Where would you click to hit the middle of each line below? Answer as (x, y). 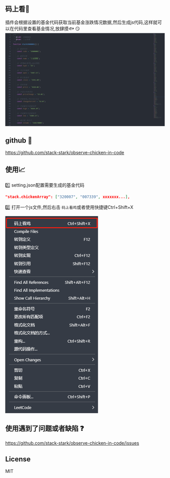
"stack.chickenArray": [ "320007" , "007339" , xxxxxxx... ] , (68, 197)
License (18, 459)
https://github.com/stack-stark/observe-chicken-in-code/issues (72, 443)
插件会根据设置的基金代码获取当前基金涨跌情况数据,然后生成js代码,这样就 (81, 22)
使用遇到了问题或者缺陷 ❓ (45, 429)
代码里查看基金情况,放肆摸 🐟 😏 (47, 28)
